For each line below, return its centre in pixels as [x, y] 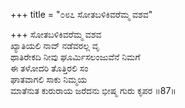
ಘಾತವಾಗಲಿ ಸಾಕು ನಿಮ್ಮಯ [49, 79]
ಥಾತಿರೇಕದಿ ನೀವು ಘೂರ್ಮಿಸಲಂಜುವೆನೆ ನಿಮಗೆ [75, 57]
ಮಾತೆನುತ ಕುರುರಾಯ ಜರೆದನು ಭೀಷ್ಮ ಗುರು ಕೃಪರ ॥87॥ [93, 90]
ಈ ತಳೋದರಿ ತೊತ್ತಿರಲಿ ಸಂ [49, 68]
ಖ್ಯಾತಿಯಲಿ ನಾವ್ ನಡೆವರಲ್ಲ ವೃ [55, 45]
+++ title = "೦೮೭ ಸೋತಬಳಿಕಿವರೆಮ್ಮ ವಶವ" [81, 14]
